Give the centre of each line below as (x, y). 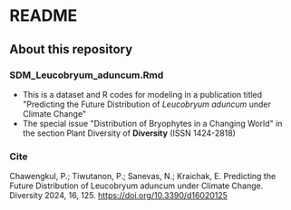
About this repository (71, 49)
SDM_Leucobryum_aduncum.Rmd (87, 75)
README (44, 16)
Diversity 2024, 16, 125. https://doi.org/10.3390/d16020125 (119, 196)
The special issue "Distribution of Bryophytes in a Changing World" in (152, 123)
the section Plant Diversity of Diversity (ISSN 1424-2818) (129, 133)
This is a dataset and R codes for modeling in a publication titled (142, 94)
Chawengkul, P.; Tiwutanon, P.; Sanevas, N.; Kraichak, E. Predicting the (143, 177)
